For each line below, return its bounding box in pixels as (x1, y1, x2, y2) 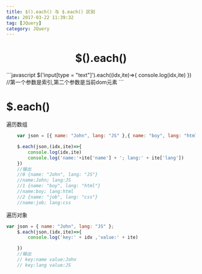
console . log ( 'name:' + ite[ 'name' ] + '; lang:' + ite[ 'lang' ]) (28, 155, 185, 161)
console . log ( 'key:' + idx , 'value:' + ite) (28, 234, 138, 241)
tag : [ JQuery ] (6, 20, 42, 26)
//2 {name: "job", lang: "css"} (17, 194, 98, 200)
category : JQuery (6, 25, 50, 32)
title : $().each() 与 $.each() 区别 (6, 8, 96, 15)
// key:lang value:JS (17, 262, 71, 268)
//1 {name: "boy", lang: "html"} (17, 183, 101, 189)
